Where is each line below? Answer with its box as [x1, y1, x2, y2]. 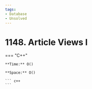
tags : [5, 7, 16, 12]
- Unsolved [5, 16, 27, 21]
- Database [5, 12, 27, 16]
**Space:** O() [5, 70, 36, 75]
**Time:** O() [5, 62, 34, 67]
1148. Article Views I [5, 37, 88, 48]
